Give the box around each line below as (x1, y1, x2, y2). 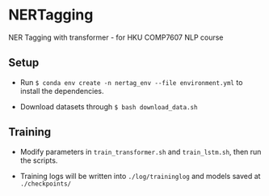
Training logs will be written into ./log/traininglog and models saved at (19, 171, 261, 181)
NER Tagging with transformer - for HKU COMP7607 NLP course (8, 32, 224, 42)
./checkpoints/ (19, 180, 72, 188)
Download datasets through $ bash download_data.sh (19, 101, 198, 111)
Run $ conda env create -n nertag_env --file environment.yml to (19, 77, 243, 87)
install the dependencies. (19, 86, 104, 96)
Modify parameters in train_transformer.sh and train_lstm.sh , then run (19, 147, 262, 156)
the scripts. (19, 156, 58, 165)
